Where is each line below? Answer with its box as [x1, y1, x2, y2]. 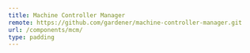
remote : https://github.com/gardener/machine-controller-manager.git [8, 19, 243, 26]
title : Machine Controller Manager [8, 11, 126, 19]
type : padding [8, 33, 55, 41]
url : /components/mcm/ [8, 26, 83, 34]
